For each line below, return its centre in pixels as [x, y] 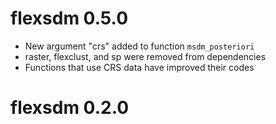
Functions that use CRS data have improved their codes [139, 67]
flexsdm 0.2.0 [70, 108]
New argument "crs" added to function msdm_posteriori [139, 46]
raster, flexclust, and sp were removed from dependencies [145, 56]
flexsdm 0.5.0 [69, 18]
